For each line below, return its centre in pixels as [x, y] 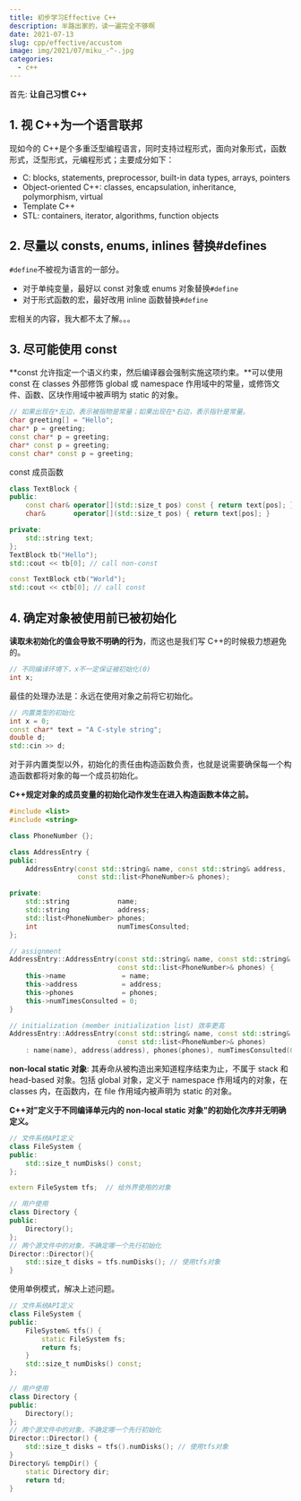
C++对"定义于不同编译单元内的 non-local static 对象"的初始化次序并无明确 [148, 1110]
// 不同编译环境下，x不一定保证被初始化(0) [80, 669]
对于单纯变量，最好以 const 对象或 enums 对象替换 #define [130, 288]
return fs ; [62, 1347]
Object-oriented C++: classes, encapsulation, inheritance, [129, 187]
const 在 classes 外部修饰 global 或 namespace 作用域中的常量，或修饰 [141, 384]
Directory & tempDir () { [54, 1463]
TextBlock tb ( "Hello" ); [54, 555]
